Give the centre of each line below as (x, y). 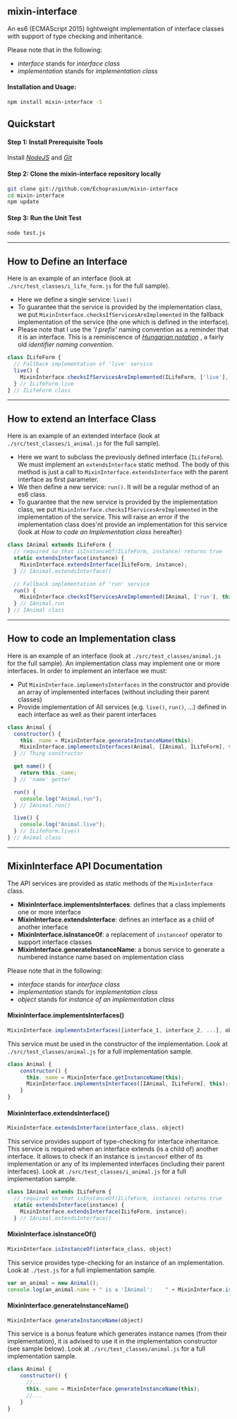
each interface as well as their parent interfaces (87, 714)
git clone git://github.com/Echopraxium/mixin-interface (93, 189)
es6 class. (32, 495)
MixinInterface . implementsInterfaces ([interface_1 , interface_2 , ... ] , (115, 1030)
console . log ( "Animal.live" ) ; (63, 825)
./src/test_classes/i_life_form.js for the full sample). (89, 286)
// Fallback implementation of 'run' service (82, 584)
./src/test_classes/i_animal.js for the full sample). (84, 443)
